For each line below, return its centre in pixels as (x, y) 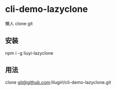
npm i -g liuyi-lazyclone (29, 53)
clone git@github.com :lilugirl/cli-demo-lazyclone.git (58, 82)
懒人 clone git (19, 23)
